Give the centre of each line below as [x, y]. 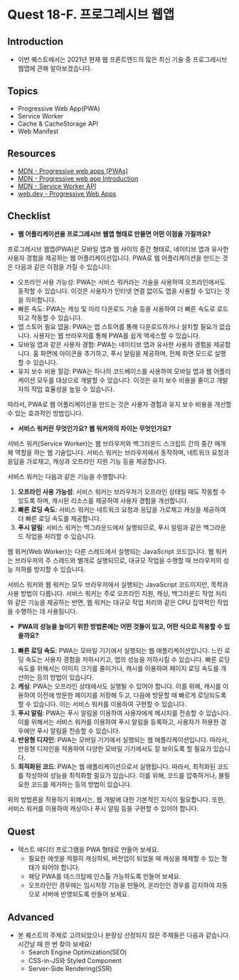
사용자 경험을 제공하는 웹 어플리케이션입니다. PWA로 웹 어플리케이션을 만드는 [114, 258]
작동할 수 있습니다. [57, 318]
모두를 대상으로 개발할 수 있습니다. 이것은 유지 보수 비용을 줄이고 [126, 380]
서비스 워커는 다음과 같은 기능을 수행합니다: [67, 477]
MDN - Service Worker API [57, 186]
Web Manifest [38, 131]
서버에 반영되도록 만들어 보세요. [85, 894]
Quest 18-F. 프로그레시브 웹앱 [91, 15]
